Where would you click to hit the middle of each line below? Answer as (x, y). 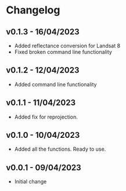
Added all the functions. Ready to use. (60, 149)
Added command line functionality (55, 84)
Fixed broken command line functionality (63, 52)
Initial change (30, 182)
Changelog (33, 10)
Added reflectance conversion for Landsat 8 (67, 46)
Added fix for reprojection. (46, 117)
